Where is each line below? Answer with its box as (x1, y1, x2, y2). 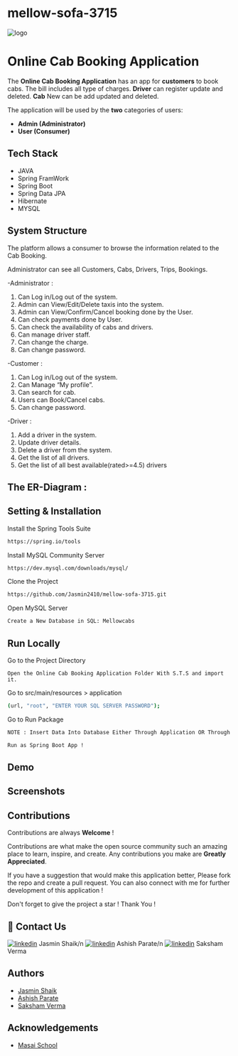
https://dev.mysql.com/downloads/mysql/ (7, 565, 129, 572)
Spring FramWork (17, 174, 70, 183)
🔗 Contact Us (7, 920, 67, 932)
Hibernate (17, 197, 48, 205)
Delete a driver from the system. (17, 445, 112, 454)
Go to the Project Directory (7, 656, 86, 665)
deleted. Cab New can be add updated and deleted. (7, 92, 159, 100)
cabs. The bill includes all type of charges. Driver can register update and (7, 84, 224, 93)
